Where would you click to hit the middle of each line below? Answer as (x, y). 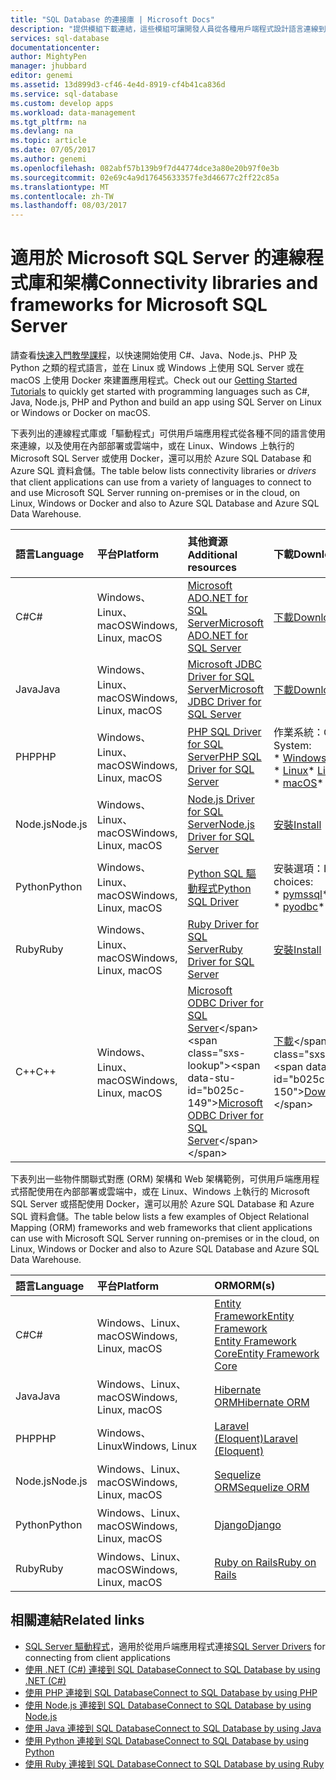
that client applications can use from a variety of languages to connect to (161, 482)
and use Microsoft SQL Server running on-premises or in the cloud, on (155, 493)
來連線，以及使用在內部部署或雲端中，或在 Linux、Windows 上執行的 (152, 446)
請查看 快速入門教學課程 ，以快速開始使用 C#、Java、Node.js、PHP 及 (154, 355)
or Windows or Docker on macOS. (80, 413)
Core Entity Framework (267, 1354)
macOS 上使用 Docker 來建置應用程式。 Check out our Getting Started (154, 380)
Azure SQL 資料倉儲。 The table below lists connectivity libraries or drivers (163, 471)
